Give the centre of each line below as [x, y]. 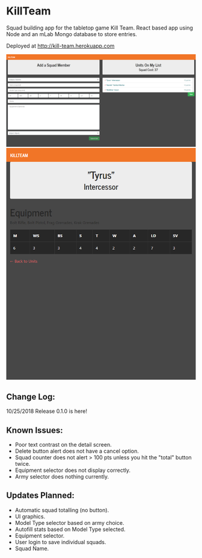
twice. [23, 464]
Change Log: [31, 396]
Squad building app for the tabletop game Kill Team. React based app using [100, 28]
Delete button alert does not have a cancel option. [77, 451]
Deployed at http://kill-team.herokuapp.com [60, 46]
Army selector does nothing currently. [62, 477]
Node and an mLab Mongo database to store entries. [72, 34]
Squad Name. [32, 548]
